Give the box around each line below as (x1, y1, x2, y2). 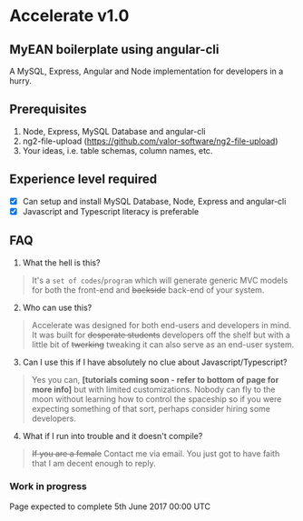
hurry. (9, 75, 32, 86)
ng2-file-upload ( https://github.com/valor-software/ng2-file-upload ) (22, 135, 279, 146)
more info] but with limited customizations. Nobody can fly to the (31, 384, 276, 395)
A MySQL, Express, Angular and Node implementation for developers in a (9, 65, 284, 76)
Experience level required (9, 172, 157, 187)
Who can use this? (22, 302, 93, 313)
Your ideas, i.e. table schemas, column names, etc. (22, 145, 213, 155)
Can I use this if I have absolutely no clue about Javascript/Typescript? (22, 356, 288, 367)
